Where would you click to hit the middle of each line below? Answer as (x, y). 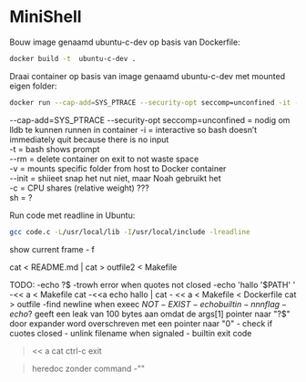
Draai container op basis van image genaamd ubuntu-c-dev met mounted (147, 76)
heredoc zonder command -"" (88, 368)
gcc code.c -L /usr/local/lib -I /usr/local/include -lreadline (130, 232)
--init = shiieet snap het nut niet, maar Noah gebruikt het (115, 178)
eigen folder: (33, 86)
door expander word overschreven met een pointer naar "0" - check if (141, 323)
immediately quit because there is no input (89, 139)
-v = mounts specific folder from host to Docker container (118, 168)
